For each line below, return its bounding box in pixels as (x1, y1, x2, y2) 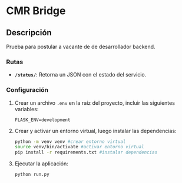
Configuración (6, 86, 49, 94)
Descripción (6, 28, 52, 38)
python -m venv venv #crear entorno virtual (14, 138, 126, 145)
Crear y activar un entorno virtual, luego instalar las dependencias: (14, 127, 177, 134)
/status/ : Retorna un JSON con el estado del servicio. (14, 71, 147, 78)
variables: (14, 105, 39, 112)
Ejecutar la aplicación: (14, 160, 69, 167)
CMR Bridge (6, 4, 66, 18)
